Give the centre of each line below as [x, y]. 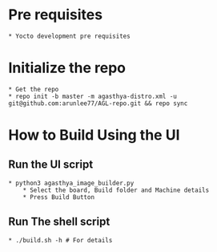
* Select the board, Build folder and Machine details [116, 190]
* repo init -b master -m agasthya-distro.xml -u [93, 96]
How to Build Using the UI [94, 135]
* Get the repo [34, 89]
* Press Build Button [58, 197]
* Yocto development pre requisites [69, 36]
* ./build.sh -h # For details [60, 240]
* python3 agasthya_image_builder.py [71, 183]
